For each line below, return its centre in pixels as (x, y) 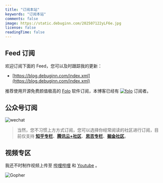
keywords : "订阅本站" (26, 14)
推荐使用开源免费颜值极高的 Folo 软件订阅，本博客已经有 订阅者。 (78, 91)
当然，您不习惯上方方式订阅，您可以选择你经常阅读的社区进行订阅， (86, 130)
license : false (21, 28)
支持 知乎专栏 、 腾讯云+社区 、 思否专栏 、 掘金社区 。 (77, 136)
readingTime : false (25, 32)
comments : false (22, 19)
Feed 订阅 (20, 53)
